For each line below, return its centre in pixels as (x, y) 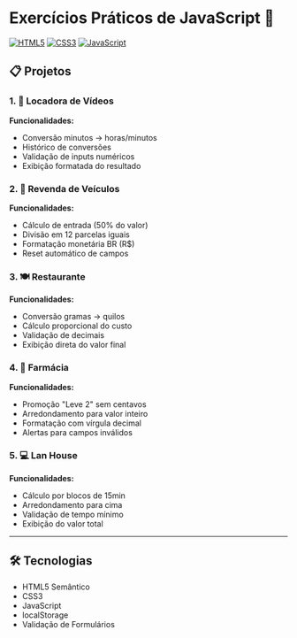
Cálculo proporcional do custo (77, 326)
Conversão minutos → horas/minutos (89, 137)
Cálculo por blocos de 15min (74, 496)
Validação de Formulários (68, 624)
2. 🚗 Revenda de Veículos (65, 188)
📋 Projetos (40, 71)
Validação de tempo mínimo (72, 514)
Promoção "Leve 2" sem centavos (84, 404)
